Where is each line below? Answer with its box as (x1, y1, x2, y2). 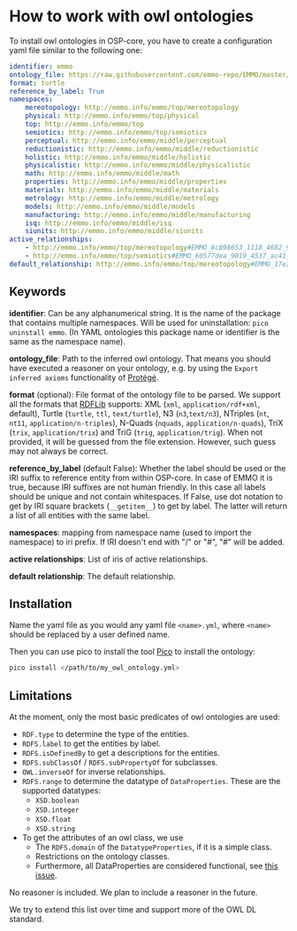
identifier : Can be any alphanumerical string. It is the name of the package (9, 307, 281, 318)
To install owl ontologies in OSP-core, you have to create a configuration (9, 35, 272, 46)
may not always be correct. (9, 446, 109, 456)
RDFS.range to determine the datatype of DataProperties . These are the (21, 776, 281, 787)
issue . (34, 870, 57, 881)
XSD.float (34, 815, 72, 825)
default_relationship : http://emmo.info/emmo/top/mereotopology (9, 260, 251, 268)
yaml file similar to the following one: (9, 44, 143, 55)
